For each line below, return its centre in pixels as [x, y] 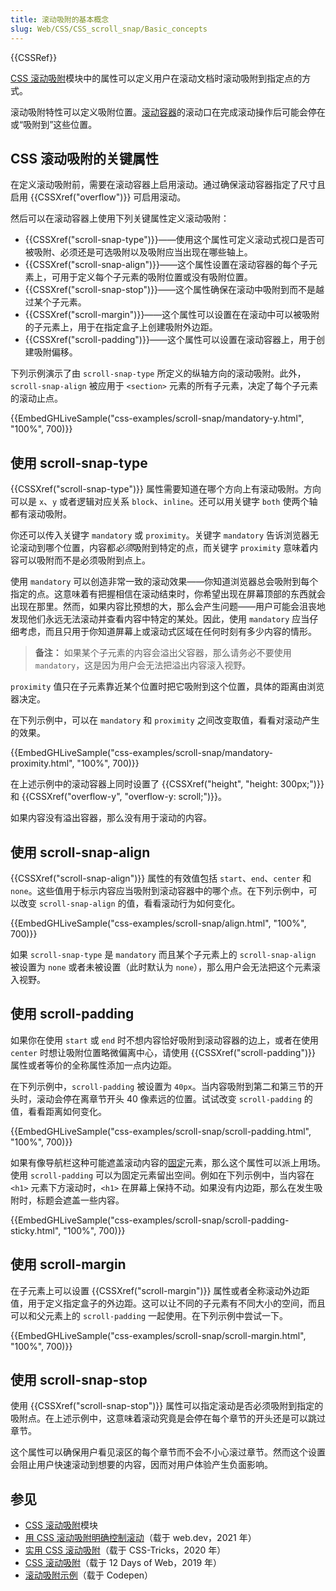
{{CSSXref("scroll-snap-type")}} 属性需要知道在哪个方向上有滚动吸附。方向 [166, 489]
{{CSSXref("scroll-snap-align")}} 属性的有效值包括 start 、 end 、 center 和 [161, 878]
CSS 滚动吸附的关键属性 [85, 158]
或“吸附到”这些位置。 [54, 124]
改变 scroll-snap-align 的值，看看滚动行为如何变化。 [129, 903]
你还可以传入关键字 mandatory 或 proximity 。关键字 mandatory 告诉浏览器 [160, 535]
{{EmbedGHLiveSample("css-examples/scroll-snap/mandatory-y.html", [157, 418]
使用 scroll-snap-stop [79, 1379]
